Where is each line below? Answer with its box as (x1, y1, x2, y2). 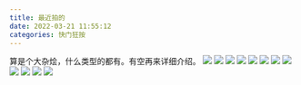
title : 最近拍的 (9, 13, 65, 23)
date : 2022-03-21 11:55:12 (9, 22, 112, 31)
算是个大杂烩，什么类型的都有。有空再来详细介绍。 (9, 56, 201, 67)
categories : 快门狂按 (9, 30, 86, 39)
